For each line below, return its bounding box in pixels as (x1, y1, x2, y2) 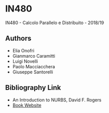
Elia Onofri (12, 47, 35, 53)
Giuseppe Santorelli (12, 69, 54, 75)
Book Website (12, 102, 42, 108)
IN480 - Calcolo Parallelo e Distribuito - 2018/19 (5, 20, 104, 26)
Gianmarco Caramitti (12, 53, 55, 59)
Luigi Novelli (12, 58, 38, 64)
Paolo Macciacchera (12, 63, 55, 69)
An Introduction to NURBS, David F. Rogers (12, 96, 101, 103)
